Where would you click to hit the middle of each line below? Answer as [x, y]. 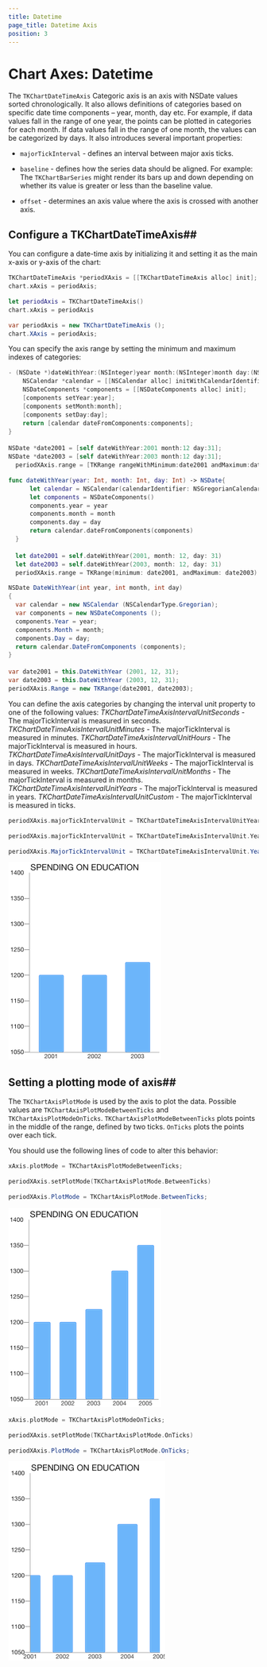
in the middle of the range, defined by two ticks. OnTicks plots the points [126, 1127]
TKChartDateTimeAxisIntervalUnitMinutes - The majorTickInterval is [119, 729]
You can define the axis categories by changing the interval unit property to [132, 704]
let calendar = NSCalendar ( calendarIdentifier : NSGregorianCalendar [145, 489]
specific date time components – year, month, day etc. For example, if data [130, 113]
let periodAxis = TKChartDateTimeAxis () [76, 301]
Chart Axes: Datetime [81, 74]
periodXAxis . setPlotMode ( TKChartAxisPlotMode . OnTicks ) [101, 1435]
